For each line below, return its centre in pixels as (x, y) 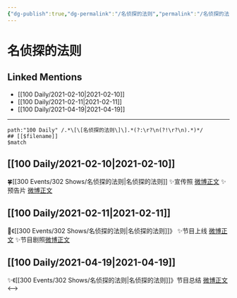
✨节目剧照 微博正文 (43, 240)
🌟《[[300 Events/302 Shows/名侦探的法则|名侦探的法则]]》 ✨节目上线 (107, 231)
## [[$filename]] (33, 136)
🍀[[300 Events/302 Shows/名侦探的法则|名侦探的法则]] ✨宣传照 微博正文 (114, 182)
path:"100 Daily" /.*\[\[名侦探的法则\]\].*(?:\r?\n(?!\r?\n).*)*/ (105, 130)
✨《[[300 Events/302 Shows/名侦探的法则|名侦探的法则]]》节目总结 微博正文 (117, 280)
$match (17, 142)
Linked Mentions (45, 77)
